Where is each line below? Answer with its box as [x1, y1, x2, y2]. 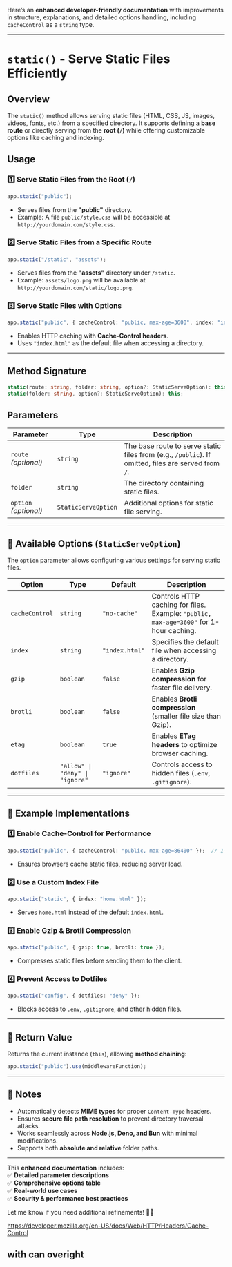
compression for [151, 675, 207, 684]
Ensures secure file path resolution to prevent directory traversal [17, 1114, 204, 1123]
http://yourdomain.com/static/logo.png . [17, 283, 134, 291]
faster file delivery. [151, 683, 213, 693]
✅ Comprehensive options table [7, 1179, 101, 1187]
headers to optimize [151, 740, 217, 750]
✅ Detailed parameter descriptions [7, 1170, 109, 1179]
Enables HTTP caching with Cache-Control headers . [17, 331, 169, 340]
